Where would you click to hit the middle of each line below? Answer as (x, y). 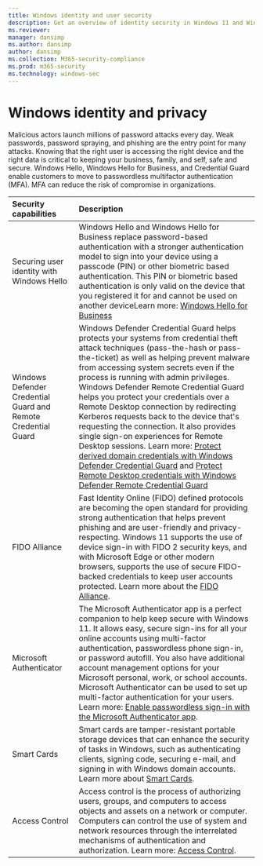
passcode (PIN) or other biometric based (154, 266)
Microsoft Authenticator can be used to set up (163, 687)
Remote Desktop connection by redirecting (157, 407)
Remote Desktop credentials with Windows (157, 475)
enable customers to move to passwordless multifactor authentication (121, 176)
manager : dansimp (36, 37)
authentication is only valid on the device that (162, 286)
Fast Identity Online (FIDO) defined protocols (161, 498)
